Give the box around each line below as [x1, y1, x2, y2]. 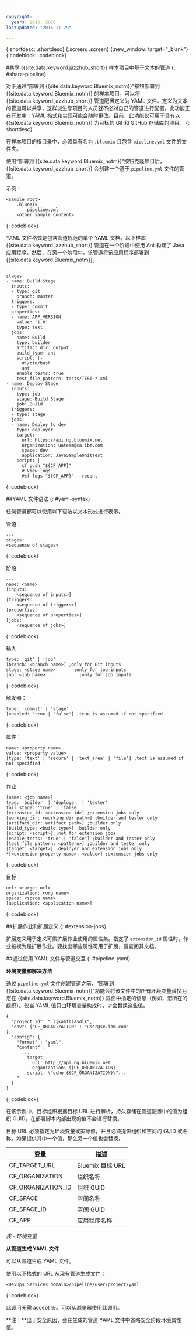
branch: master [16, 294, 54, 299]
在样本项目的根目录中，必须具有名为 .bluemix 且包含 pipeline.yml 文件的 [6, 138, 182, 145]
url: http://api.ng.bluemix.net [32, 1060, 111, 1066]
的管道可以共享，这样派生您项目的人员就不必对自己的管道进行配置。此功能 [6, 105, 185, 112]
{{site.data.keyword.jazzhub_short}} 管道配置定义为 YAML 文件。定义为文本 [6, 97, 188, 104]
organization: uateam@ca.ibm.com [21, 442, 103, 448]
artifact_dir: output [16, 345, 69, 351]
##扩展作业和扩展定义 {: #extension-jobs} [6, 923, 107, 930]
